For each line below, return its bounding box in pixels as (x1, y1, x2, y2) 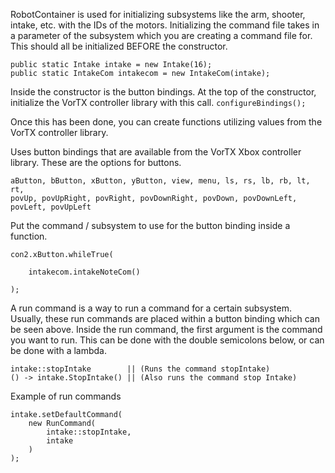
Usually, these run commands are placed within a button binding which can (10, 313, 320, 324)
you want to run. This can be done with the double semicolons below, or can (10, 334, 325, 346)
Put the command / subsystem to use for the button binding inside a (10, 220, 291, 231)
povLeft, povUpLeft (10, 202, 92, 212)
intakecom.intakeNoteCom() (28, 267, 141, 277)
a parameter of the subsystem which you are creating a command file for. (10, 30, 313, 41)
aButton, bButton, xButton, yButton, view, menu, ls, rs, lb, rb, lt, (10, 176, 311, 186)
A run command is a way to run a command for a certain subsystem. (10, 302, 292, 314)
